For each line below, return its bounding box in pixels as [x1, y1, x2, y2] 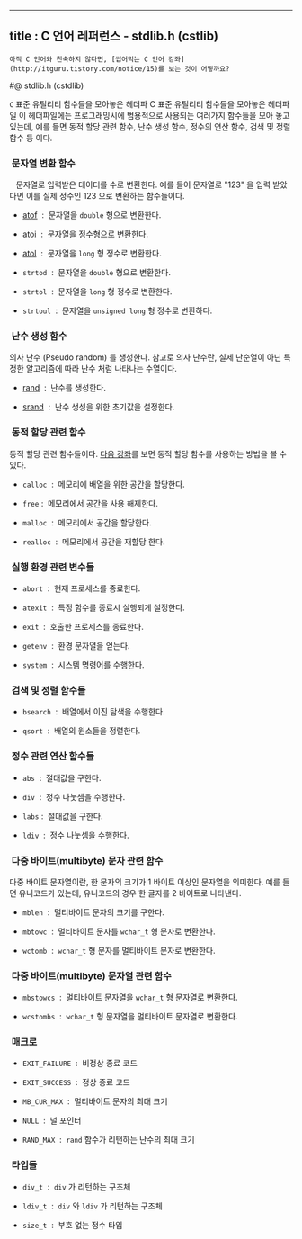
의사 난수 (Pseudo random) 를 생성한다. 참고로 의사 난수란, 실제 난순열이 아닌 [9, 352, 281, 363]
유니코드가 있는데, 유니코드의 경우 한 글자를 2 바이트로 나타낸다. [18, 887, 242, 898]
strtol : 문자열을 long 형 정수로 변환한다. [22, 286, 173, 297]
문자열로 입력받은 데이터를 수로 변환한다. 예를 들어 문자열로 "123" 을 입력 [15, 179, 271, 190]
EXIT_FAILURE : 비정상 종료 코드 [22, 1058, 138, 1069]
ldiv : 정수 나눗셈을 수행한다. [22, 830, 129, 840]
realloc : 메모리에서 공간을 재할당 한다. [22, 536, 165, 547]
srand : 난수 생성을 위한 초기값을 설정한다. [22, 401, 175, 412]
